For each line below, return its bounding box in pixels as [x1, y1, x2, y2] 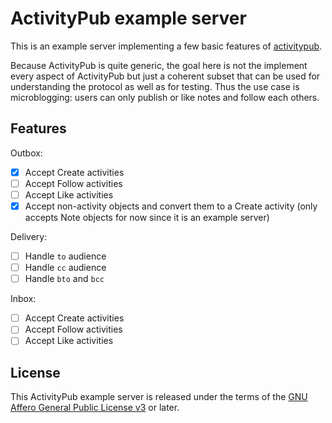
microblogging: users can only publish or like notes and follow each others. [10, 91, 320, 103]
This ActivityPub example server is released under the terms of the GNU [10, 391, 308, 403]
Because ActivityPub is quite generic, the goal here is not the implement [10, 59, 308, 71]
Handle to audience [24, 250, 107, 262]
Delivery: [10, 231, 48, 242]
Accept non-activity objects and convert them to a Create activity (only [24, 200, 318, 212]
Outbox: [10, 147, 43, 159]
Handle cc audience [24, 262, 107, 274]
